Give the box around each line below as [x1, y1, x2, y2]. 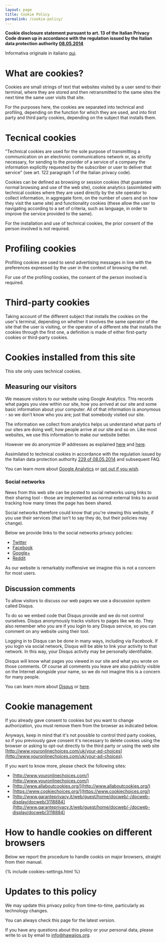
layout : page [5, 7, 32, 12]
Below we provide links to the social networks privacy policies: [5, 530, 133, 536]
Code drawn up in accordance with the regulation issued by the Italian [5, 35, 153, 41]
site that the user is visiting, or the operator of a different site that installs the [5, 324, 162, 330]
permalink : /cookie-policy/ [5, 16, 63, 21]
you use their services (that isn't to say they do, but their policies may [5, 515, 148, 521]
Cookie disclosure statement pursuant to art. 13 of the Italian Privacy [5, 30, 150, 36]
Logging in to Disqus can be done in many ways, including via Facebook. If [5, 638, 158, 644]
